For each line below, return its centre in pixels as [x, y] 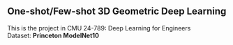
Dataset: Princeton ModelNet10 [53, 35]
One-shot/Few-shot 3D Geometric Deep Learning [117, 11]
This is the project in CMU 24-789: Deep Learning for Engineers [99, 28]
